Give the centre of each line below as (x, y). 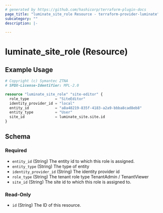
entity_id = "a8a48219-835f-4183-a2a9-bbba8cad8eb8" (76, 108)
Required (16, 151)
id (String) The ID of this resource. (47, 205)
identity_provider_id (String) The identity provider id (66, 172)
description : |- (21, 23)
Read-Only (18, 194)
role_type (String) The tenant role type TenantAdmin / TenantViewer (80, 176)
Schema (18, 137)
